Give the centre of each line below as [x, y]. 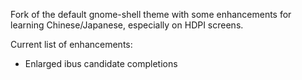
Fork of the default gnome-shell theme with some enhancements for [151, 14]
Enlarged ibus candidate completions [101, 63]
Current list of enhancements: [71, 44]
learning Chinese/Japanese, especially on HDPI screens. [127, 25]
